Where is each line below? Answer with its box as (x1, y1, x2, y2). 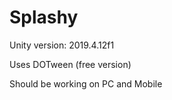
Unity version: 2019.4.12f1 (9, 39, 115, 51)
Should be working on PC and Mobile (9, 77, 163, 90)
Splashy (9, 6, 79, 29)
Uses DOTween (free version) (9, 58, 132, 70)
